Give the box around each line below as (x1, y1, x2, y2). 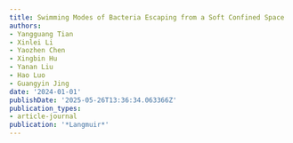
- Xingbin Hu (9, 54, 58, 63)
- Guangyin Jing (9, 79, 69, 88)
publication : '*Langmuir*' (9, 121, 110, 130)
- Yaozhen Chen (9, 46, 66, 55)
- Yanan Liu (9, 63, 53, 72)
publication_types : (9, 104, 82, 113)
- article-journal (9, 112, 77, 121)
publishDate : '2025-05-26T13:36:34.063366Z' (9, 95, 177, 105)
